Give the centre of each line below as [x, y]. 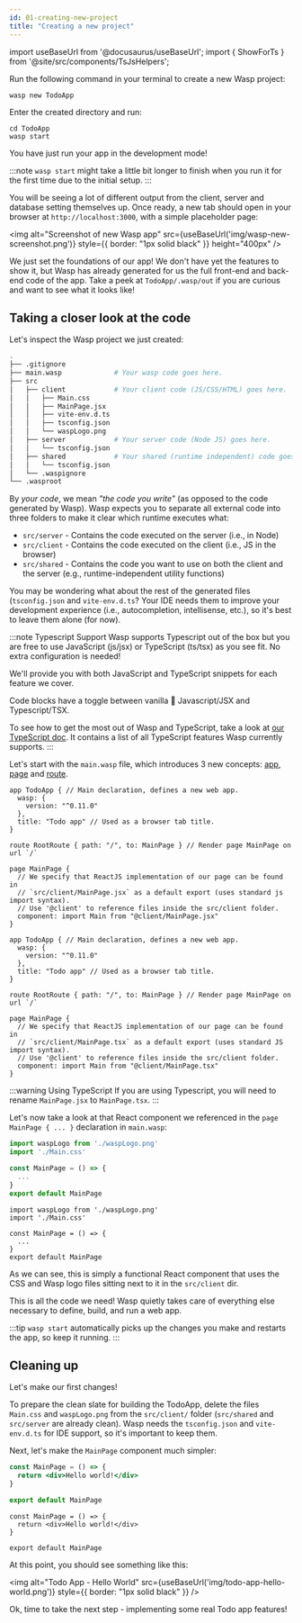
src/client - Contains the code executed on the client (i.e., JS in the [149, 545]
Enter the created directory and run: [75, 112]
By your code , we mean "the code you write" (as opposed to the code [139, 499]
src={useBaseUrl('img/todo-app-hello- [213, 1582]
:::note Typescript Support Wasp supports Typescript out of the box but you [150, 637]
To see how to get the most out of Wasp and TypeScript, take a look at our [147, 728]
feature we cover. [42, 683]
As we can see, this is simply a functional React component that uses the [145, 1274]
